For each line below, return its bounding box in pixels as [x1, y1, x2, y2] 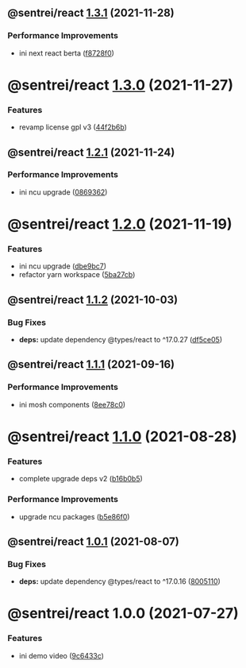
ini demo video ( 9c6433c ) [18, 651, 105, 660]
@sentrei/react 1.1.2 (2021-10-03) [7, 293, 179, 307]
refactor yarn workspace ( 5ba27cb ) [18, 270, 136, 280]
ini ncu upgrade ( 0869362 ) [18, 187, 108, 197]
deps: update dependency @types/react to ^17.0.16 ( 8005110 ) [18, 577, 221, 586]
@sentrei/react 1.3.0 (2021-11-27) [7, 75, 233, 94]
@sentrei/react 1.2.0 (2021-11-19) [7, 215, 233, 234]
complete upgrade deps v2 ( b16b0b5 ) [18, 474, 144, 484]
